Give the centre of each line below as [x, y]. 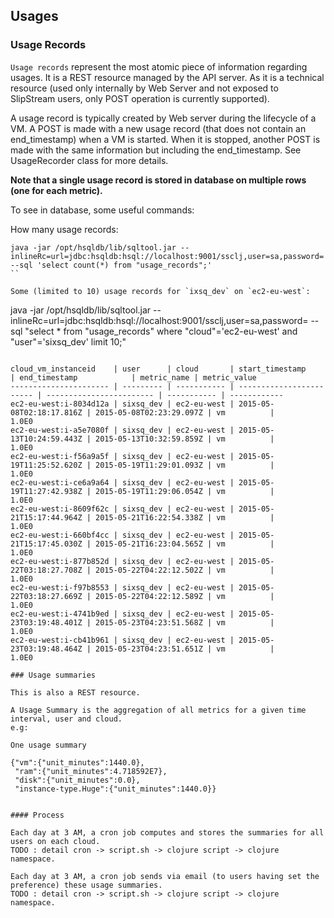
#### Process [37, 815]
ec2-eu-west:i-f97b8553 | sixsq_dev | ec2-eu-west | [122, 587]
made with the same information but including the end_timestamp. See [156, 150]
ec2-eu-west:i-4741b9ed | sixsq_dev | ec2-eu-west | [122, 614]
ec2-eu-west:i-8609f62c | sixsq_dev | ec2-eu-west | [122, 509]
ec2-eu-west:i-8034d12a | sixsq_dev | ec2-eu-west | [122, 404]
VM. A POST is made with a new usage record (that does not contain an [158, 128]
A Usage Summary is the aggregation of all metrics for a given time [158, 710]
